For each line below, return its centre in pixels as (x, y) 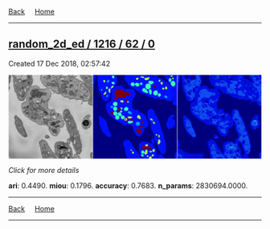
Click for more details (44, 170)
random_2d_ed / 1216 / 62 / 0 (82, 44)
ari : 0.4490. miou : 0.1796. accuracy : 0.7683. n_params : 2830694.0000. (128, 185)
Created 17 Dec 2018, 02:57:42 (59, 63)
